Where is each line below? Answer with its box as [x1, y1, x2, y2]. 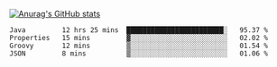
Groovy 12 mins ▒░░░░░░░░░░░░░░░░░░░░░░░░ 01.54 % [9, 41, 269, 50]
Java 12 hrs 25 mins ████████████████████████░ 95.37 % [9, 26, 269, 35]
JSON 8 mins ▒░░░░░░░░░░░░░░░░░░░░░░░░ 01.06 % [9, 49, 269, 58]
